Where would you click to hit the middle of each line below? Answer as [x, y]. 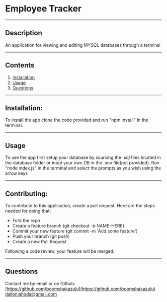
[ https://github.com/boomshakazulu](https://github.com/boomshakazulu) [80, 289]
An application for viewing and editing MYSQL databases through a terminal [83, 45]
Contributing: [27, 193]
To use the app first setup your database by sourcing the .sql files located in [83, 157]
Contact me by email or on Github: [40, 283]
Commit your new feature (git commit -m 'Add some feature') [75, 231]
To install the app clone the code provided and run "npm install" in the [77, 120]
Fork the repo [26, 221]
